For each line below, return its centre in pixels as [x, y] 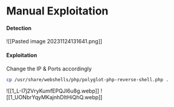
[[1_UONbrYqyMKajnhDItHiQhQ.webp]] [54, 97]
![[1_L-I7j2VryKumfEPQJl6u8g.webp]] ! [54, 91]
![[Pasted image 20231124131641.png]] [54, 41]
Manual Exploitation [57, 11]
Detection [19, 28]
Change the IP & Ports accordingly [49, 69]
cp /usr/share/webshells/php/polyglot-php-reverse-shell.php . [88, 79]
